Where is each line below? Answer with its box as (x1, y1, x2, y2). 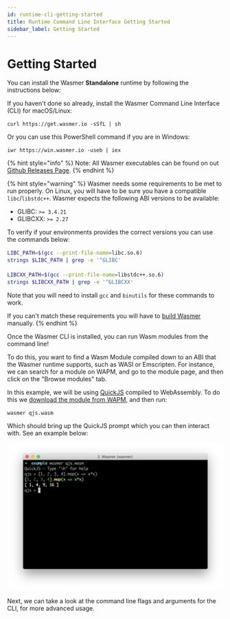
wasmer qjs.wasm (7, 409, 54, 416)
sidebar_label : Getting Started (7, 25, 100, 32)
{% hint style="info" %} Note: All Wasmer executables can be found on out (7, 159, 219, 168)
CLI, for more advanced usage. (7, 604, 95, 612)
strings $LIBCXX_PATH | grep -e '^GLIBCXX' (7, 278, 134, 285)
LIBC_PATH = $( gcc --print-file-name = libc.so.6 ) (7, 249, 143, 257)
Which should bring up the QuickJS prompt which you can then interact (7, 421, 210, 429)
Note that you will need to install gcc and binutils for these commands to (7, 291, 215, 299)
